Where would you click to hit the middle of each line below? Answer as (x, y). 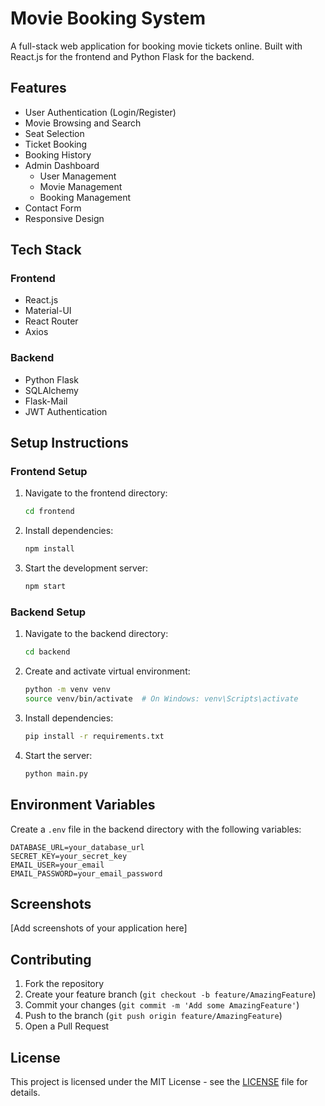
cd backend (47, 652)
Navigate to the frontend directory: (96, 493)
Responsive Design (64, 218)
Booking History (58, 154)
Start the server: (58, 755)
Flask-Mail (46, 401)
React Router (51, 321)
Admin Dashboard (62, 165)
